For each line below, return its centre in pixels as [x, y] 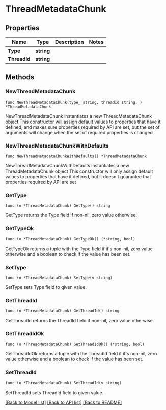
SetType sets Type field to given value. [46, 287]
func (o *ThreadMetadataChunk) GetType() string [58, 206]
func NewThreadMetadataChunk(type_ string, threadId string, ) [74, 102]
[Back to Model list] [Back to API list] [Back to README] [64, 402]
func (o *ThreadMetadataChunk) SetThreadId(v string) [64, 383]
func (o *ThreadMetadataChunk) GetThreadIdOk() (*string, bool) [75, 344]
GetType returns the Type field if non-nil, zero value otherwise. [71, 215]
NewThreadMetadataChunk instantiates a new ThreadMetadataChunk [79, 116]
